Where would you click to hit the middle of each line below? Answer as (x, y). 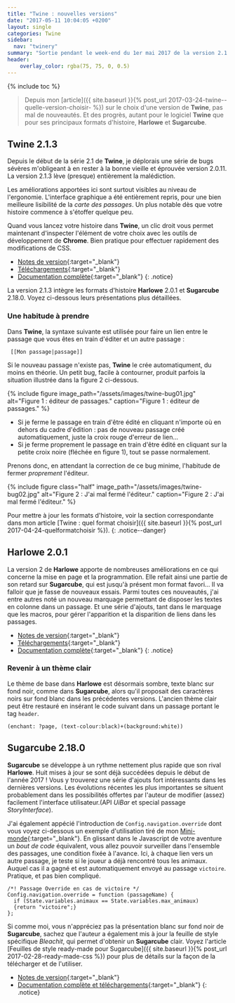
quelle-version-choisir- (58, 107)
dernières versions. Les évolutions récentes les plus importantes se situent (115, 787)
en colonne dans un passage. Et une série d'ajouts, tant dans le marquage (114, 606)
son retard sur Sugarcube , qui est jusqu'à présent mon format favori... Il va (116, 584)
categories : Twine (34, 33)
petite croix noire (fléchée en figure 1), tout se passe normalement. (114, 452)
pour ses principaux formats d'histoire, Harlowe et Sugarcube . (115, 122)
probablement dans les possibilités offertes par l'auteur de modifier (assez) (116, 795)
